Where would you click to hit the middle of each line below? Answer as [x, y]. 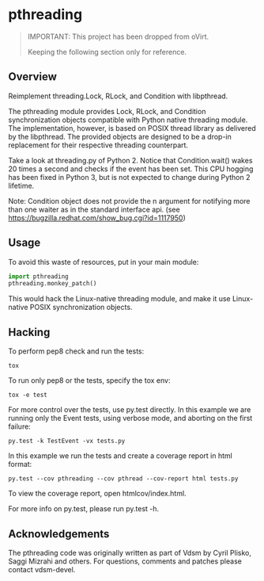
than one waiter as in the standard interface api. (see [94, 209]
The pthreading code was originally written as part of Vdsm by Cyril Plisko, [130, 552]
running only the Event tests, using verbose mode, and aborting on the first [130, 419]
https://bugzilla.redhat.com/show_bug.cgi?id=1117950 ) [97, 218]
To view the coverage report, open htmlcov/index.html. [98, 494]
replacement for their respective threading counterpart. [98, 145]
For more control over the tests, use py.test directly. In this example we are [130, 410]
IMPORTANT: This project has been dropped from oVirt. [118, 36]
